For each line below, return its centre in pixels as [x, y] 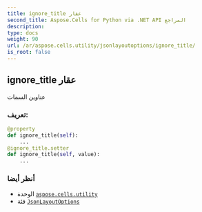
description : [26, 26]
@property [21, 128]
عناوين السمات [27, 97]
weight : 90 [23, 39]
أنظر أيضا [21, 179]
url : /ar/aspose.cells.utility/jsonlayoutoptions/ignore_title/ [101, 46]
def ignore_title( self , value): [53, 155]
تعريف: [18, 115]
